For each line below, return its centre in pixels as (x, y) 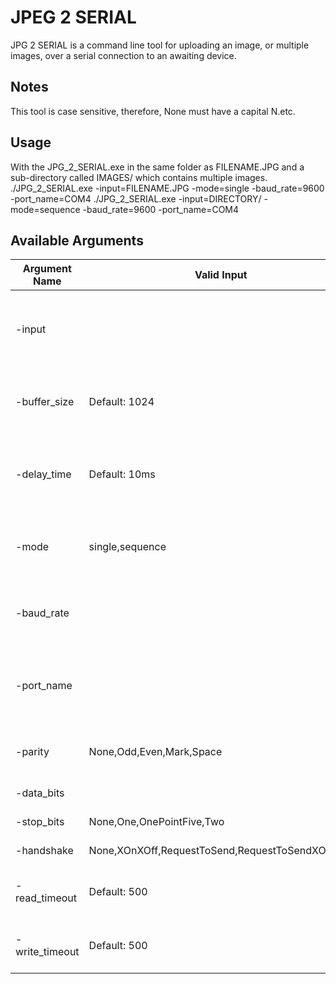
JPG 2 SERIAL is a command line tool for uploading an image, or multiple (160, 45)
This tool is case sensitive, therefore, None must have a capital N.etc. (153, 111)
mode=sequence (45, 209)
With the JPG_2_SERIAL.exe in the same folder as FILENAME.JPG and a (157, 167)
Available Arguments (77, 240)
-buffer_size (45, 402)
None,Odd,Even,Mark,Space (155, 752)
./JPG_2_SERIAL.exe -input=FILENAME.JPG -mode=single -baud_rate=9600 (167, 188)
